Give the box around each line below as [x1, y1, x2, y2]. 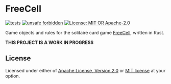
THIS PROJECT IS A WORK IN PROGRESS [5, 39, 94, 46]
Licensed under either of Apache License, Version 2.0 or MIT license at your [5, 67, 166, 73]
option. [5, 73, 20, 79]
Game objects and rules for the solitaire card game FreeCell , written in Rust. [5, 29, 165, 35]
